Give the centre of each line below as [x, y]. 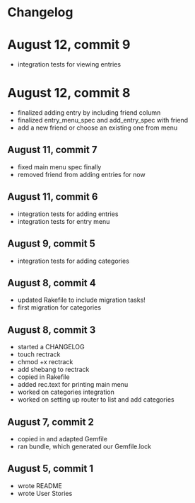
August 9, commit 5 [51, 244]
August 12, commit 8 [69, 93]
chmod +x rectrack [45, 362]
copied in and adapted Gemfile [63, 439]
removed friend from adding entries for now [82, 174]
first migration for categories [59, 307]
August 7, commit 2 [51, 422]
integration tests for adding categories [73, 261]
